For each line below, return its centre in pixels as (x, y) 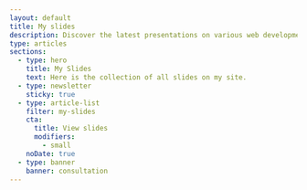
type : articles (38, 43)
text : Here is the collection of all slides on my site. (137, 78)
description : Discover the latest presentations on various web (134, 35)
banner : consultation (67, 171)
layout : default (40, 18)
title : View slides (70, 129)
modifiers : (54, 137)
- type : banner (47, 162)
